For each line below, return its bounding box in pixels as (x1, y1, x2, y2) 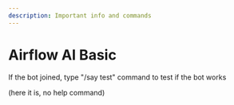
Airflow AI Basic (8, 45, 117, 64)
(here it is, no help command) (8, 87, 105, 97)
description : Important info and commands (8, 11, 152, 20)
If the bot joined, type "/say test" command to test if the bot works (8, 72, 227, 82)
